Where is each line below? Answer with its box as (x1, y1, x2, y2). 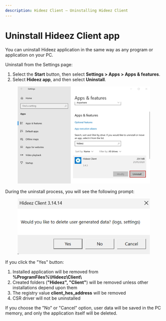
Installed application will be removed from (12, 269, 99, 275)
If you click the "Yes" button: (5, 259, 64, 265)
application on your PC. (5, 52, 53, 58)
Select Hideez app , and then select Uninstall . (12, 76, 106, 82)
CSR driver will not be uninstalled (12, 295, 81, 301)
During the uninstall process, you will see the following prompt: (5, 189, 135, 195)
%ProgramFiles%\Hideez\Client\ (12, 274, 82, 280)
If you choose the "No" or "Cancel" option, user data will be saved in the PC (5, 305, 161, 311)
